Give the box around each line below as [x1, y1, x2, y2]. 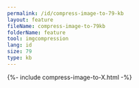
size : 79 [7, 48, 32, 55]
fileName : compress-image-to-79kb [7, 23, 106, 29]
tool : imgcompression [7, 35, 69, 42]
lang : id [7, 42, 32, 48]
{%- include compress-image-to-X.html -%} [7, 73, 132, 81]
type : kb [7, 55, 32, 61]
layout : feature [7, 16, 53, 23]
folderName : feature [7, 29, 66, 36]
